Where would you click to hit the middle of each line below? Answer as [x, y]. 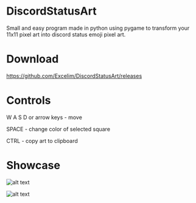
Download [33, 59]
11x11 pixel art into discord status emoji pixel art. [66, 34]
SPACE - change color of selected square [58, 129]
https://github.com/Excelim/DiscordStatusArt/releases [74, 76]
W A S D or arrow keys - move [44, 117]
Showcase [33, 165]
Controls [29, 101]
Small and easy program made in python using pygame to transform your [98, 28]
